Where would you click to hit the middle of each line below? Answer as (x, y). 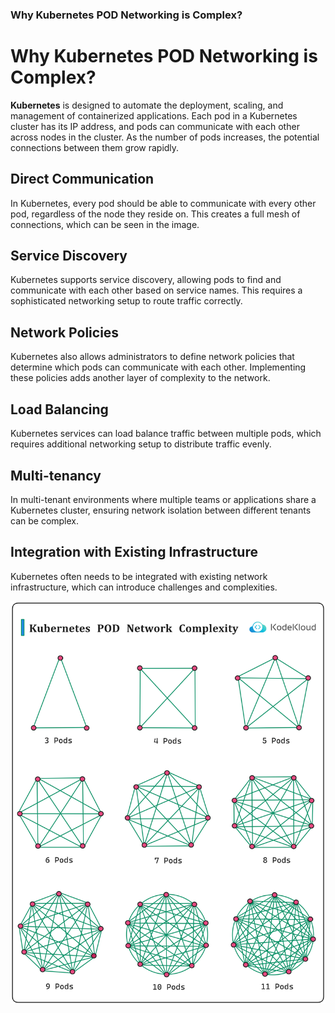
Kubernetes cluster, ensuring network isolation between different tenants (161, 510)
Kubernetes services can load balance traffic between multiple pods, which (166, 434)
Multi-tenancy (56, 475)
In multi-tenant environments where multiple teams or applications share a (163, 499)
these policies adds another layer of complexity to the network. (140, 378)
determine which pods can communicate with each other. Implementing (158, 367)
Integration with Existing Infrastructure (134, 552)
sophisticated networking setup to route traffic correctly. (126, 301)
